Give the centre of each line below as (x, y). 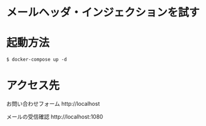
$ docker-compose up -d (37, 60)
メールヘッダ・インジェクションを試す (103, 13)
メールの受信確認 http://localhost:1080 (55, 117)
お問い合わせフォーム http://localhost (53, 104)
